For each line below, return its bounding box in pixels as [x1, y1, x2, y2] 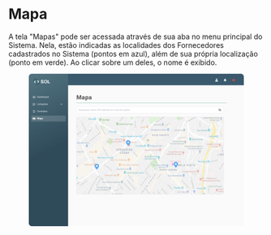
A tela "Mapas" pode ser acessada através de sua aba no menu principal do [8, 32, 263, 41]
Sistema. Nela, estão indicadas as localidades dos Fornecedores [8, 40, 225, 49]
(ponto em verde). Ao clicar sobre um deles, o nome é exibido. [8, 58, 217, 67]
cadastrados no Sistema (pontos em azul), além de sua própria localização [8, 49, 258, 58]
